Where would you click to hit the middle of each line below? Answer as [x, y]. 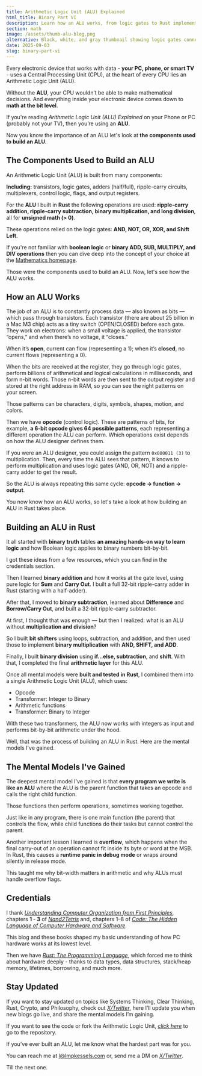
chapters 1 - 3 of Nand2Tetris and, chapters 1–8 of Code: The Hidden [92, 919]
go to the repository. [32, 1032]
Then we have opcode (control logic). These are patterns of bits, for [91, 422]
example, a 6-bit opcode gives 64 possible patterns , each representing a [98, 429]
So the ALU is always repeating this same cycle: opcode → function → [94, 484]
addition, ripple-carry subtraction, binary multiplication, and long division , [101, 211]
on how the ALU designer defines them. [56, 441]
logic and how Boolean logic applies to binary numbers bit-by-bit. [87, 548]
